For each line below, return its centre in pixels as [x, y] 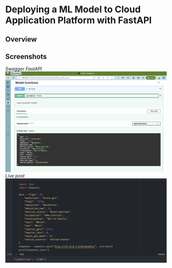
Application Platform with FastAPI [79, 20]
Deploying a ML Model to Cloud [73, 9]
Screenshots [26, 57]
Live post [15, 176]
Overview [21, 39]
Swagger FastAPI [24, 69]
